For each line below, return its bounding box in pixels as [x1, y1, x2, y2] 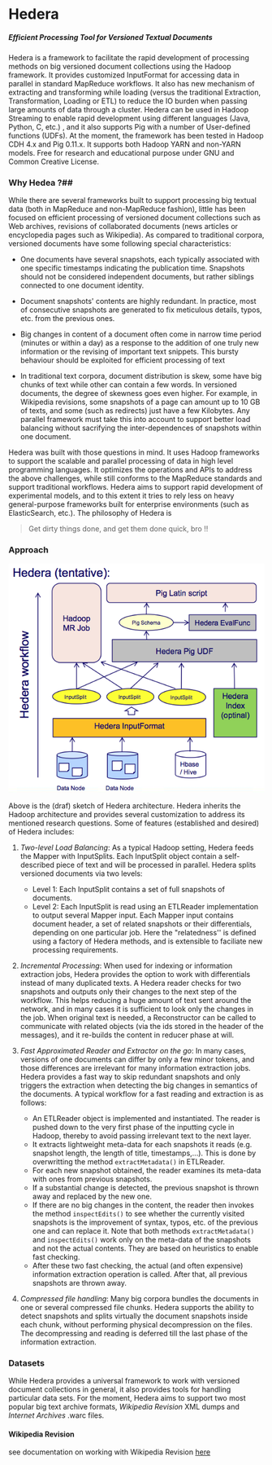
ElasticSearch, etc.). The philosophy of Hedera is [8, 508, 172, 518]
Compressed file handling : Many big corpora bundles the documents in [19, 1293, 259, 1304]
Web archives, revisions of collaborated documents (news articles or [8, 222, 238, 231]
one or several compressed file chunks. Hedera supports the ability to [19, 1302, 254, 1312]
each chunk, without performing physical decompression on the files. [19, 1319, 253, 1329]
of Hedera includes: [8, 826, 75, 836]
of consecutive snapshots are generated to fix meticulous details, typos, [19, 305, 262, 315]
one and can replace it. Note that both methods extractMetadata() [32, 1225, 255, 1235]
